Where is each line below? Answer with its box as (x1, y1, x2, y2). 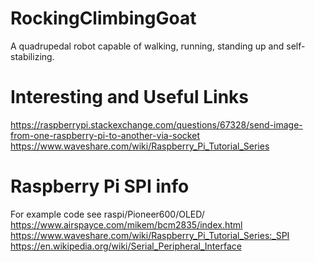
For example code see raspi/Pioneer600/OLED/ (10, 208, 205, 220)
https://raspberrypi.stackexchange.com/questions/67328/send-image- (10, 118, 303, 131)
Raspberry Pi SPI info (10, 175, 190, 198)
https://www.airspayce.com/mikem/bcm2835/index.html (10, 218, 243, 231)
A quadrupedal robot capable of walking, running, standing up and (10, 40, 285, 52)
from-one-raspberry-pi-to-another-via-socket (10, 129, 200, 141)
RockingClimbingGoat (10, 7, 197, 30)
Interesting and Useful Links (10, 86, 250, 109)
